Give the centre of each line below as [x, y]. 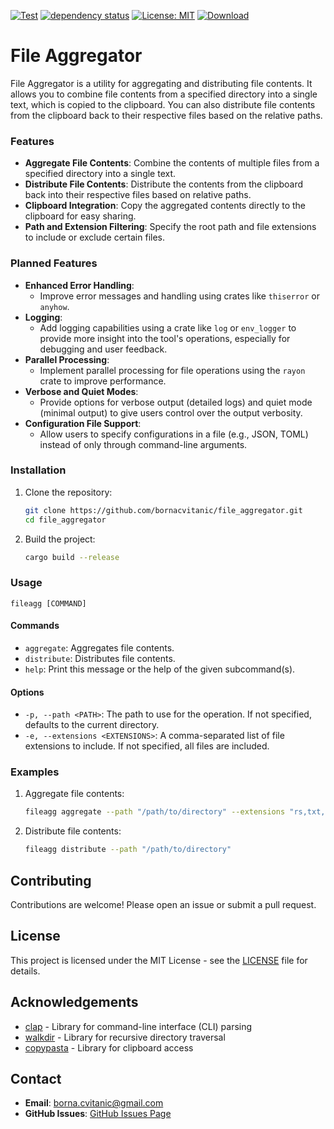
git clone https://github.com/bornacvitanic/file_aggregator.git [163, 510]
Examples [35, 772]
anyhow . [54, 306]
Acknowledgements [74, 1002]
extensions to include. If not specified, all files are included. [147, 746]
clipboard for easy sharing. [80, 216]
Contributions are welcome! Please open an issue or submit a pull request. [163, 905]
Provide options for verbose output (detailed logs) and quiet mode [176, 402]
